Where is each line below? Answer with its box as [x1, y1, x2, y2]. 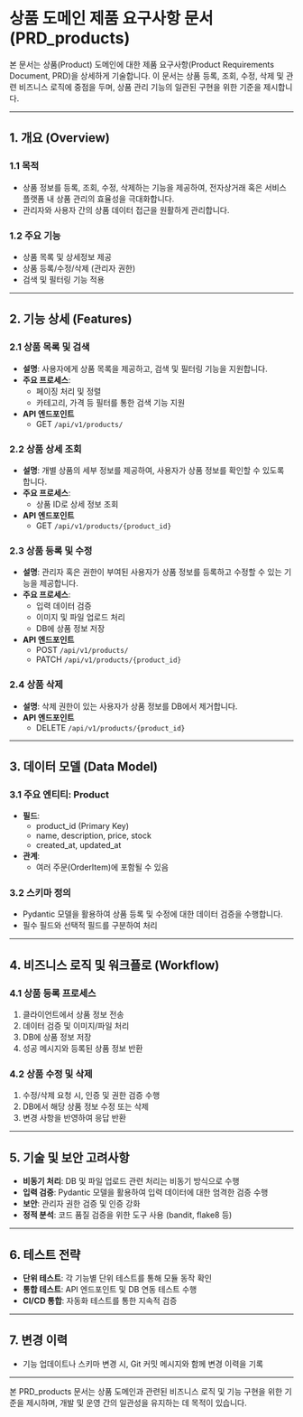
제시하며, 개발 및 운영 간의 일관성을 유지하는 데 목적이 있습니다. [25, 1397, 247, 1408]
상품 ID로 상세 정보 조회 [35, 499, 119, 509]
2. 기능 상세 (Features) [9, 312, 133, 327]
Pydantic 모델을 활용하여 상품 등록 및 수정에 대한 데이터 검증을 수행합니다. [22, 909, 284, 919]
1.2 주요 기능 [9, 229, 61, 242]
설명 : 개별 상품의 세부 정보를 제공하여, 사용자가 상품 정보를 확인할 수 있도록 [22, 464, 285, 475]
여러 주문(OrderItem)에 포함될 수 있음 [35, 862, 170, 872]
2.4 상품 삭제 [9, 678, 63, 691]
